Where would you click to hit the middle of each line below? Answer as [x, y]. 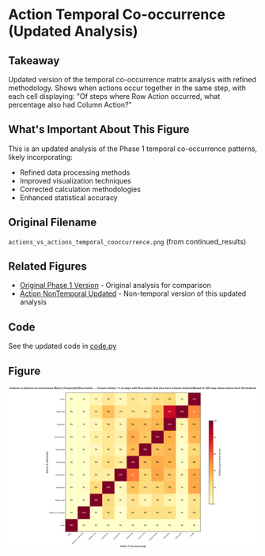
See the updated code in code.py [62, 346]
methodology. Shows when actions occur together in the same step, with [127, 88]
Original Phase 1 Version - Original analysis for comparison [115, 286]
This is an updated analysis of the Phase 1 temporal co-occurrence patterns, [133, 149]
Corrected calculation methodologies [80, 189]
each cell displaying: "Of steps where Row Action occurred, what [114, 96]
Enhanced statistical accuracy [68, 197]
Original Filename [53, 223]
